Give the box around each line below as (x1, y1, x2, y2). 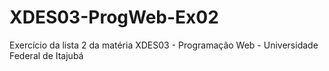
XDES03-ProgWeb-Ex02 (9, 6, 219, 29)
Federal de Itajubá (9, 49, 84, 61)
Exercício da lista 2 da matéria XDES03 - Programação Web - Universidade (9, 39, 319, 51)
